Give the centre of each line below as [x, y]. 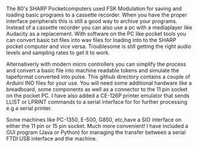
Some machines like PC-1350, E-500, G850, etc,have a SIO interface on [94, 120]
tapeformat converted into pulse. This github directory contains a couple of [98, 77]
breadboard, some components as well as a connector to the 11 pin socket [97, 89]
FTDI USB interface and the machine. [52, 138]
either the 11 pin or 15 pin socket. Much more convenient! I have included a [97, 126]
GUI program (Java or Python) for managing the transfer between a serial [96, 132]
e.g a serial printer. [29, 108]
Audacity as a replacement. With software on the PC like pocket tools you [96, 34]
